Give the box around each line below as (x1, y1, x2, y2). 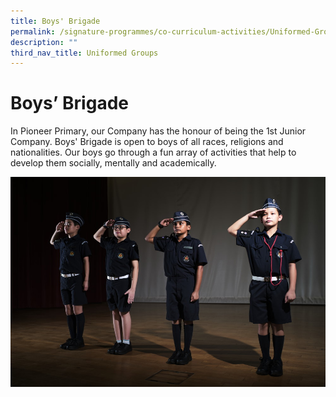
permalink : (10, 26, 56, 37)
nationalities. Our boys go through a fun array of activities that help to (10, 146, 297, 159)
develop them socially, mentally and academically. (10, 157, 217, 169)
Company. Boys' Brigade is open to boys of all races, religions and (10, 136, 284, 148)
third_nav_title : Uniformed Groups (10, 48, 159, 58)
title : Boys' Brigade (10, 16, 101, 26)
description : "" (10, 37, 78, 47)
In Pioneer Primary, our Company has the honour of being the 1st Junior (10, 125, 307, 137)
